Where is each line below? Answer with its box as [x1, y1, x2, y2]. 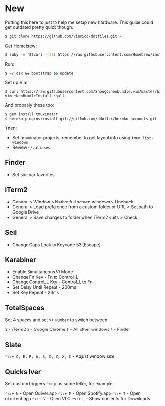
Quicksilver [5, 368, 41, 376]
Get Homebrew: [5, 43, 37, 49]
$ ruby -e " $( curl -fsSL [5, 52, 56, 57]
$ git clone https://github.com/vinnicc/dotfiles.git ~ [5, 34, 122, 39]
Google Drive [12, 209, 39, 215]
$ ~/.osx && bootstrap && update [5, 71, 74, 76]
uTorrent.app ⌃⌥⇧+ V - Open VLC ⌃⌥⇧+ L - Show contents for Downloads [5, 395, 151, 401]
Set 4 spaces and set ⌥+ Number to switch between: [5, 317, 109, 323]
